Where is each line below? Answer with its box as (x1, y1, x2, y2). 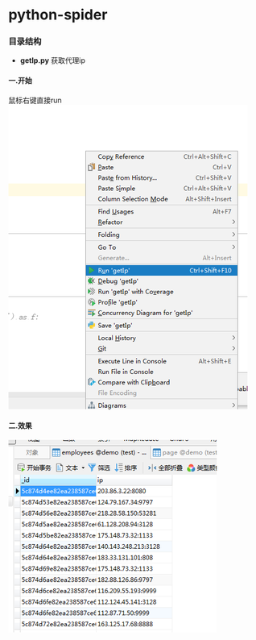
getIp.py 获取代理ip (19, 56, 86, 65)
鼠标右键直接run (8, 95, 62, 105)
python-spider (8, 6, 108, 24)
